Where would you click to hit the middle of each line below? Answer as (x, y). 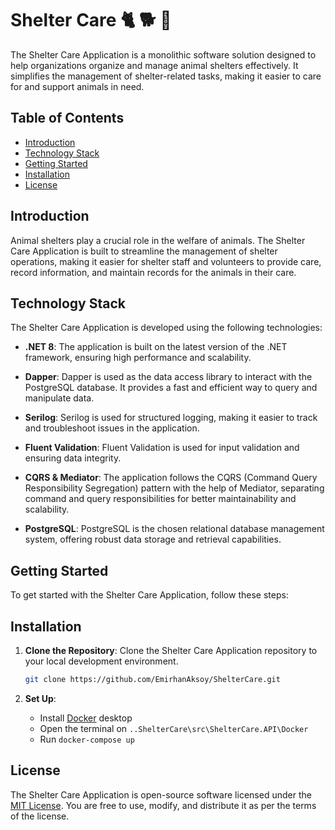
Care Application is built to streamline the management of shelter (144, 251)
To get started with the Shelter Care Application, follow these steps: (149, 595)
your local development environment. (101, 661)
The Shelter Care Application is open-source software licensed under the (161, 794)
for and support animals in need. (77, 86)
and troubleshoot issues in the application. (112, 428)
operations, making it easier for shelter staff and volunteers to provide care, (166, 261)
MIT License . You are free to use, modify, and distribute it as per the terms (163, 805)
